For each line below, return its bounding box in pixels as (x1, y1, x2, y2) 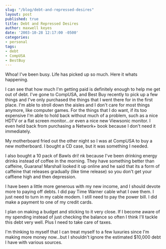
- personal (5, 40, 28, 45)
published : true (5, 16, 39, 21)
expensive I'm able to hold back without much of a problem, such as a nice (5, 112, 158, 119)
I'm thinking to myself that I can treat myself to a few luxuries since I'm (5, 229, 150, 235)
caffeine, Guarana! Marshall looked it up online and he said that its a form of (5, 163, 160, 169)
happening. (5, 77, 28, 83)
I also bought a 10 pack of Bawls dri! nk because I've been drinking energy (5, 153, 158, 159)
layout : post (5, 12, 32, 17)
